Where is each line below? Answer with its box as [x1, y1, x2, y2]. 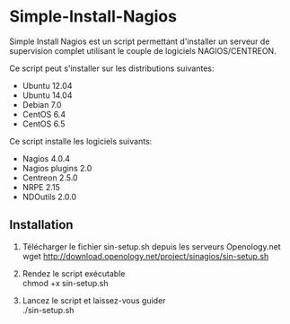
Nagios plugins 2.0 [22, 162, 92, 173]
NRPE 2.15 [22, 181, 61, 192]
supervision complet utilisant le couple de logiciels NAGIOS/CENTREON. [9, 45, 277, 56]
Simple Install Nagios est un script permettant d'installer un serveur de [9, 36, 270, 47]
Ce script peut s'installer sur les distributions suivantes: [9, 63, 215, 74]
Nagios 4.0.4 [22, 153, 70, 163]
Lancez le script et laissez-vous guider [22, 294, 166, 306]
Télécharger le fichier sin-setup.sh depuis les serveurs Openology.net [22, 241, 281, 252]
